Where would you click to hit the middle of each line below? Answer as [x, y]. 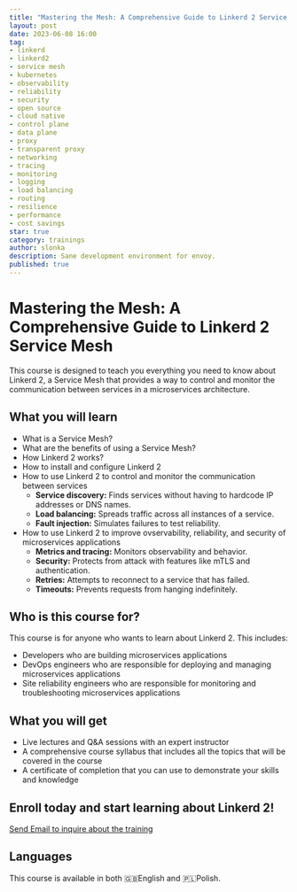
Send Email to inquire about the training [81, 829]
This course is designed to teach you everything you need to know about [143, 370]
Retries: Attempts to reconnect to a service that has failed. [142, 579]
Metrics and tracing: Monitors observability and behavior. [141, 551]
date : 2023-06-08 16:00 [53, 34]
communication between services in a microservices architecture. [130, 389]
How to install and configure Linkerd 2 [91, 467]
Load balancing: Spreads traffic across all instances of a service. [155, 514]
